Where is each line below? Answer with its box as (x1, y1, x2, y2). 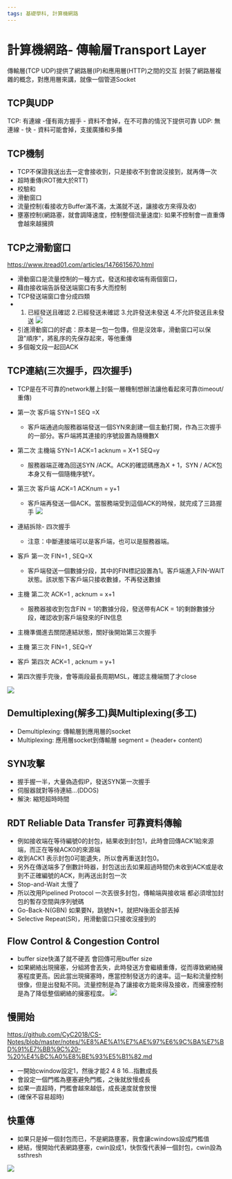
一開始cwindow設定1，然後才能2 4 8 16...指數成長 (17, 1066, 158, 1074)
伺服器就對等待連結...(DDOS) (17, 786, 99, 795)
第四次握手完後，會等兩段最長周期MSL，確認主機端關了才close (17, 672, 197, 680)
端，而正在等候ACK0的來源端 (17, 846, 101, 854)
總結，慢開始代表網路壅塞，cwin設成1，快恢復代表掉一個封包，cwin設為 (17, 1143, 222, 1151)
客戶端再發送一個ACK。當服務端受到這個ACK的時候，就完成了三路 (27, 499, 216, 507)
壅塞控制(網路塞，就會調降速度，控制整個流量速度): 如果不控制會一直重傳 (17, 211, 225, 219)
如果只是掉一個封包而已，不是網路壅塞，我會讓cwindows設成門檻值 (17, 1134, 210, 1143)
